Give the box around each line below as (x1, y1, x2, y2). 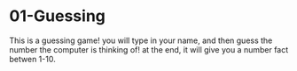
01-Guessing (9, 6, 106, 26)
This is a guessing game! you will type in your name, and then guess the (9, 35, 273, 46)
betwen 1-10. (9, 53, 56, 64)
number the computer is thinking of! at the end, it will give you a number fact (9, 44, 289, 54)
